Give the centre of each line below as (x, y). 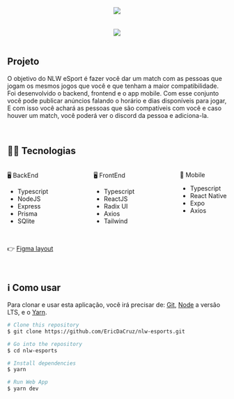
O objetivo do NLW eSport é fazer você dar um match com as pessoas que (115, 78)
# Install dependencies (42, 363)
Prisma (28, 214)
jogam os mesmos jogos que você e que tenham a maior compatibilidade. (113, 86)
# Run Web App (28, 382)
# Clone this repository (43, 325)
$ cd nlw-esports (32, 351)
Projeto (23, 62)
